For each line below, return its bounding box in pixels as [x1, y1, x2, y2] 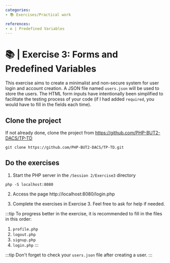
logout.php [12, 232, 36, 237]
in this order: [5, 216, 32, 222]
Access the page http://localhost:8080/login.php [12, 191, 116, 197]
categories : [5, 7, 31, 13]
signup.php [12, 237, 36, 243]
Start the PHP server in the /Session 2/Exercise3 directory [12, 172, 136, 178]
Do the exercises [5, 158, 60, 168]
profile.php [12, 226, 38, 232]
